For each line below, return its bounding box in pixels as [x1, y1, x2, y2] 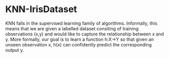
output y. [5, 47, 24, 53]
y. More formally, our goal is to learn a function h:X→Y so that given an [5, 36, 154, 42]
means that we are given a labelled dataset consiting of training [5, 25, 139, 31]
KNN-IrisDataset [5, 4, 78, 15]
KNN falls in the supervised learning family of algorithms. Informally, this [5, 20, 157, 26]
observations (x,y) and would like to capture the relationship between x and [5, 31, 164, 37]
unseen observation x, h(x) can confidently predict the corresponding [5, 41, 152, 47]
